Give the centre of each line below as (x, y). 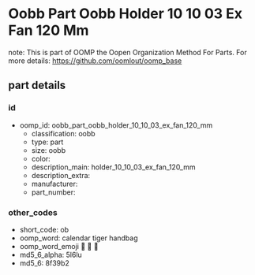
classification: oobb (64, 133)
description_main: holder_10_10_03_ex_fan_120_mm (113, 167)
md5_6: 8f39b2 (44, 263)
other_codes (33, 212)
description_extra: (61, 175)
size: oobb (48, 150)
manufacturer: (54, 184)
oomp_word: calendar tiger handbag (79, 238)
